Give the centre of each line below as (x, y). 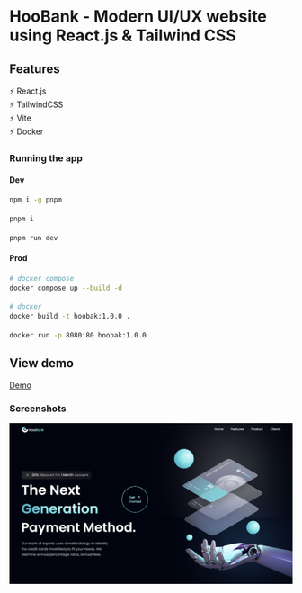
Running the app (46, 157)
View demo (42, 363)
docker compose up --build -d (66, 288)
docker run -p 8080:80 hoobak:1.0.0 (78, 335)
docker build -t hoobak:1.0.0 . (70, 317)
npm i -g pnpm (36, 200)
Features (35, 69)
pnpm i (22, 219)
